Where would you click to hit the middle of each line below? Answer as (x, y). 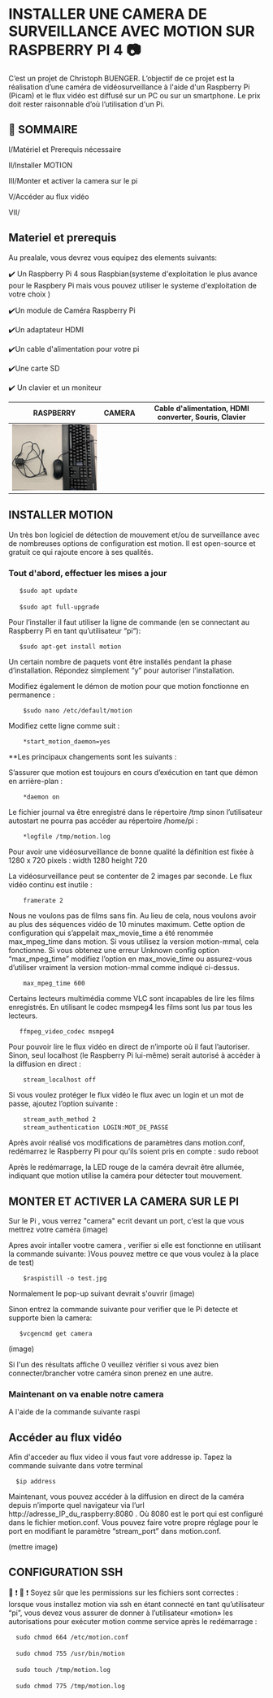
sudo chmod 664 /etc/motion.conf (72, 1637)
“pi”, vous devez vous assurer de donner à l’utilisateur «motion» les (121, 1613)
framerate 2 (43, 901)
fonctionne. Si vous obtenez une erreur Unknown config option (114, 951)
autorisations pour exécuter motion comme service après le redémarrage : (133, 1621)
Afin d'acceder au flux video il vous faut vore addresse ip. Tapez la (120, 1457)
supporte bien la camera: (50, 1318)
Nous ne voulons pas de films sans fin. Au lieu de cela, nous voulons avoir (132, 916)
